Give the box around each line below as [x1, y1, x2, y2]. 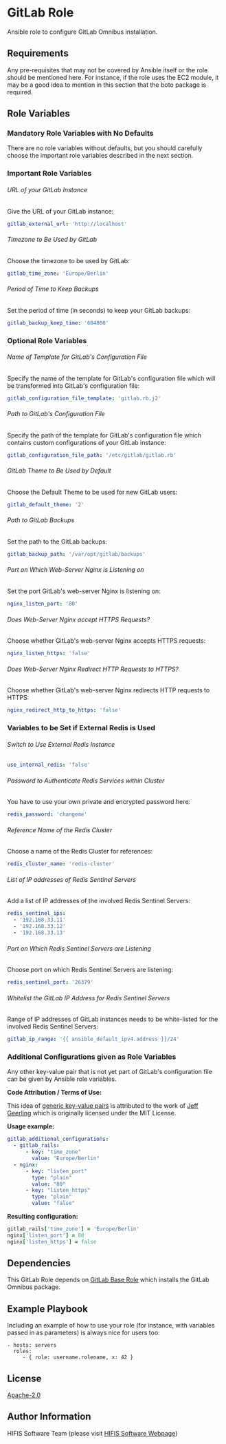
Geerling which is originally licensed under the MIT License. [7, 1109, 177, 1117]
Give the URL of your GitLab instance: [7, 207, 114, 215]
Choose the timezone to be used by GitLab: [7, 256, 130, 265]
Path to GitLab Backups [7, 516, 75, 524]
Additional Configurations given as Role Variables [7, 1052, 177, 1062]
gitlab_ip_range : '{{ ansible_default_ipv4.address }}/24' [7, 1035, 180, 1043]
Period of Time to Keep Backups [7, 285, 99, 293]
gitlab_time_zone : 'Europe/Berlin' [7, 270, 109, 277]
